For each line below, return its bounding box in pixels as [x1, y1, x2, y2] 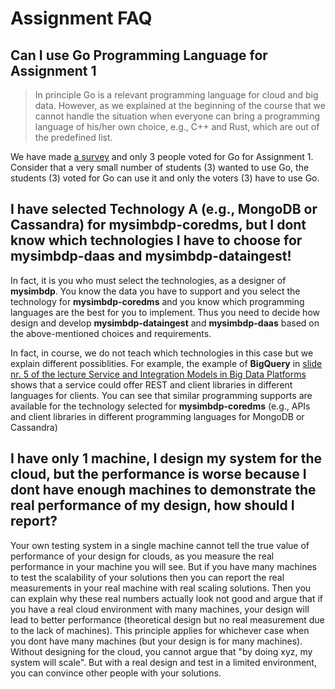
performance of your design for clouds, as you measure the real [10, 550, 275, 562]
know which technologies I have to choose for [10, 232, 303, 249]
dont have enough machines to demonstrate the [10, 482, 317, 499]
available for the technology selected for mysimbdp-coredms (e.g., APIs [10, 400, 311, 412]
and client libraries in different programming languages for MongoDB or [10, 410, 305, 422]
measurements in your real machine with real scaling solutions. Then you [10, 582, 312, 594]
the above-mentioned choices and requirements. [10, 327, 212, 339]
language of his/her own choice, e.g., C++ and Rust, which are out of [34, 121, 320, 132]
